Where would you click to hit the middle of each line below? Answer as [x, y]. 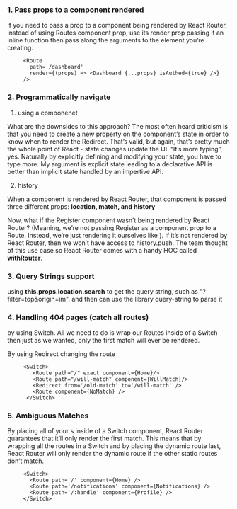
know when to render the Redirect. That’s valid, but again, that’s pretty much [118, 141]
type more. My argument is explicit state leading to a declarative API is [110, 164]
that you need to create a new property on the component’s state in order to [118, 134]
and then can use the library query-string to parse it [147, 299]
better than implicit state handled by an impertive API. [86, 171]
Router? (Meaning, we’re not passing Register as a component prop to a [112, 227]
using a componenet [47, 113]
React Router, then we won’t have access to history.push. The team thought [117, 243]
